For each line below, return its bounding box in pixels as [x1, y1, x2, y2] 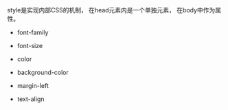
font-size [16, 42, 43, 49]
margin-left [16, 82, 49, 89]
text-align [16, 95, 45, 103]
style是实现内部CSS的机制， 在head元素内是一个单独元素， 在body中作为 [7, 6, 216, 14]
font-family [16, 28, 49, 36]
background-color [16, 68, 69, 76]
